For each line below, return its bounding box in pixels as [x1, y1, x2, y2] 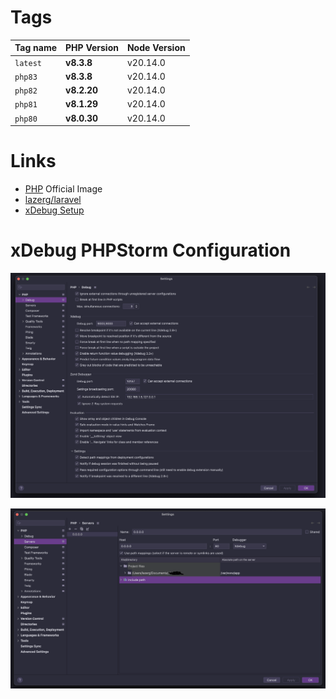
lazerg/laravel [24, 194, 82, 206]
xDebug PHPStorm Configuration [10, 239, 292, 262]
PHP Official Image [24, 183, 103, 195]
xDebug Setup [24, 204, 85, 216]
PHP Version [65, 42, 119, 54]
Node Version [126, 42, 186, 54]
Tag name [14, 42, 58, 54]
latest [14, 58, 42, 68]
